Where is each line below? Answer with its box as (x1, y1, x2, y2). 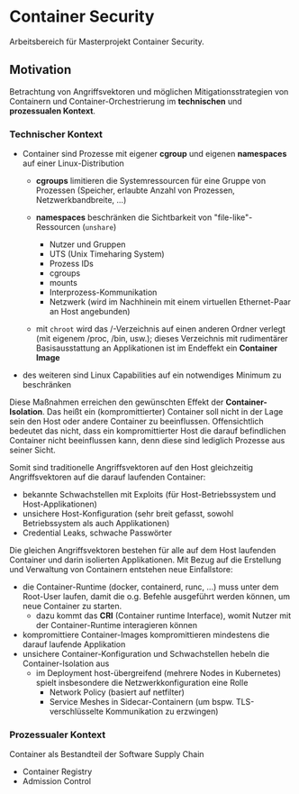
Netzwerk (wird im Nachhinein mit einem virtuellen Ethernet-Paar (49, 297, 291, 307)
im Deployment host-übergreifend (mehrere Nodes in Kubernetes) (35, 668, 282, 679)
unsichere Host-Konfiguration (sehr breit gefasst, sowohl (22, 508, 234, 519)
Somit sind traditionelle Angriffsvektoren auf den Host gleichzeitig (9, 462, 254, 473)
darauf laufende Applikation (22, 639, 126, 650)
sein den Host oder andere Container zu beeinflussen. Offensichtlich (9, 416, 264, 427)
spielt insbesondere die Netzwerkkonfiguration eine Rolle (35, 678, 249, 689)
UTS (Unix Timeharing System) (49, 249, 165, 260)
